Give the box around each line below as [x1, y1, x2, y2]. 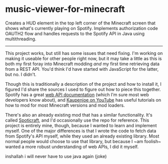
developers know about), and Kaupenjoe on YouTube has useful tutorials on [5, 97, 161, 103]
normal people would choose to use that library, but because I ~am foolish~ [5, 138, 161, 144]
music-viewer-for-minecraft [5, 3, 125, 15]
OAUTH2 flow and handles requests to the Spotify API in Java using [5, 30, 145, 36]
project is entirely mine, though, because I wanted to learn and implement [5, 122, 157, 128]
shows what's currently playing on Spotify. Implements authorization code [5, 25, 158, 31]
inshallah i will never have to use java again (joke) [5, 153, 107, 159]
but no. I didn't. [5, 71, 36, 77]
